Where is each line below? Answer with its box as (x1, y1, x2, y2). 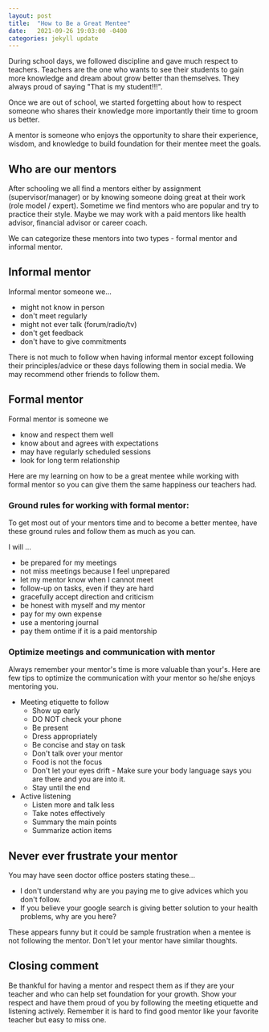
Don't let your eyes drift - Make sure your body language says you (31, 766, 251, 776)
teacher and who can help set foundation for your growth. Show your (8, 988, 237, 999)
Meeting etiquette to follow (19, 698, 110, 707)
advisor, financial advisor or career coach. (8, 218, 149, 228)
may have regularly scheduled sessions (19, 446, 151, 456)
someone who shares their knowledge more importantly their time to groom (8, 106, 259, 116)
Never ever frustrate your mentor (8, 849, 178, 863)
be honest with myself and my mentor (19, 600, 146, 610)
